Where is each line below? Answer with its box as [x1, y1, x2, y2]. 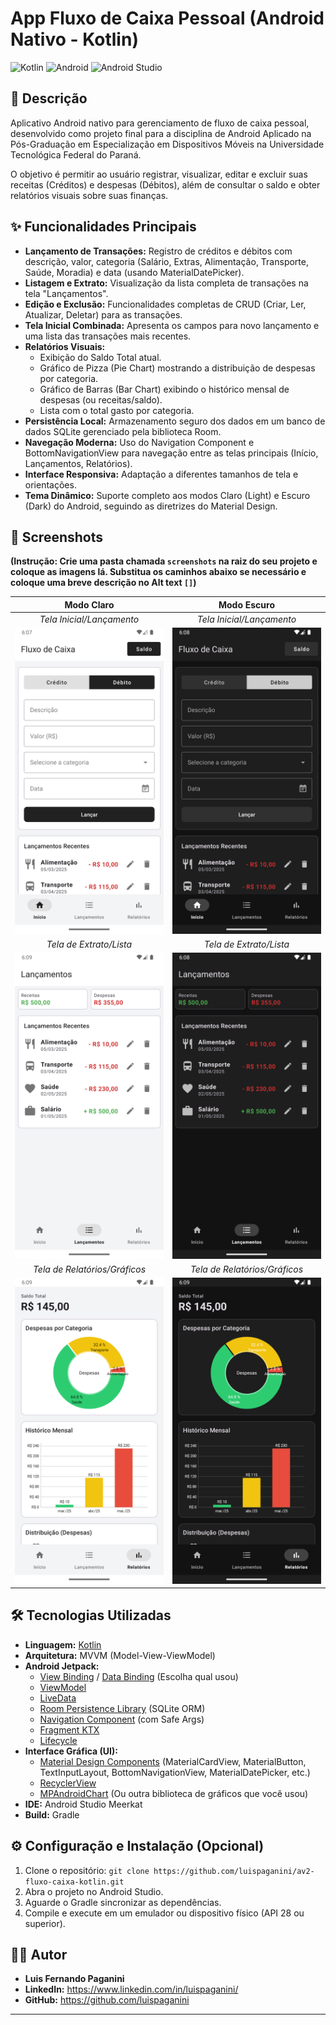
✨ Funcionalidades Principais [10, 218, 197, 236]
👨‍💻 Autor [10, 1947, 68, 1964]
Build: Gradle [24, 1808, 80, 1821]
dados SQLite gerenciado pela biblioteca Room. [24, 425, 222, 437]
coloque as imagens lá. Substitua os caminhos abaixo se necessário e [10, 566, 307, 578]
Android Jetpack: [24, 1660, 100, 1672]
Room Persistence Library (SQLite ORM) [39, 1702, 206, 1714]
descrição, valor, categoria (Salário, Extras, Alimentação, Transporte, [24, 255, 309, 267]
